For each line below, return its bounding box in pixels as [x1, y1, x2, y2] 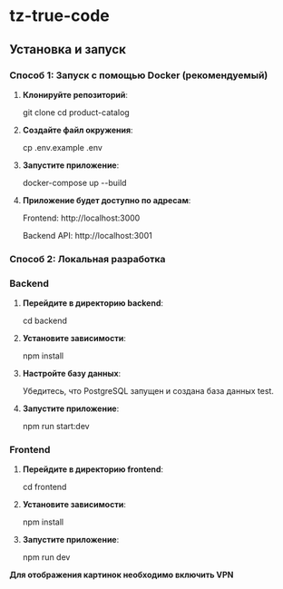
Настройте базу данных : [22, 368, 122, 379]
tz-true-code [9, 5, 111, 26]
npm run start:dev [22, 421, 90, 432]
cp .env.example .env [22, 142, 102, 152]
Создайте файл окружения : [22, 124, 133, 135]
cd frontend [22, 482, 67, 493]
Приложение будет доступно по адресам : [22, 194, 191, 205]
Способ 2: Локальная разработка [9, 252, 166, 265]
